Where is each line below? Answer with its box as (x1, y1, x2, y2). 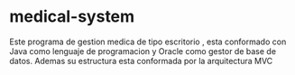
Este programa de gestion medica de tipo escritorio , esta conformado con (9, 36, 287, 47)
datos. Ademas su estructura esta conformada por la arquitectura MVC (9, 55, 273, 66)
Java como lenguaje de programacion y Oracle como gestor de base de (9, 45, 277, 56)
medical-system (9, 6, 135, 27)
